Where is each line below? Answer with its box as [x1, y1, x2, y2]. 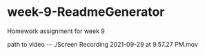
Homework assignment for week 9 [7, 27, 105, 35]
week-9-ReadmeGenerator [7, 4, 165, 20]
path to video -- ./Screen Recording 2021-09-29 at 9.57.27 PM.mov [7, 40, 199, 48]
